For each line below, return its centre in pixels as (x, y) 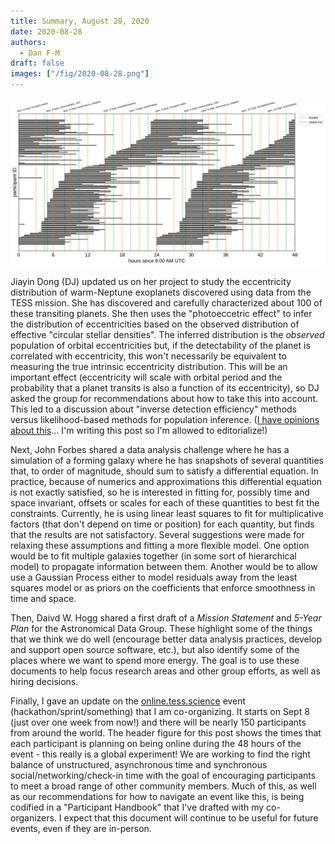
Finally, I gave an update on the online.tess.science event (128, 701)
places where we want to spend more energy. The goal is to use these (155, 660)
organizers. (33, 817)
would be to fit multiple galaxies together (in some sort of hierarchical (153, 556)
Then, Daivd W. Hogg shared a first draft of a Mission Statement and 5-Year (166, 617)
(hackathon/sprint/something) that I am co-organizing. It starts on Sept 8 (160, 711)
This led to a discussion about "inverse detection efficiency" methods (153, 409)
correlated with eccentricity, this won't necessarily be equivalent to (148, 356)
